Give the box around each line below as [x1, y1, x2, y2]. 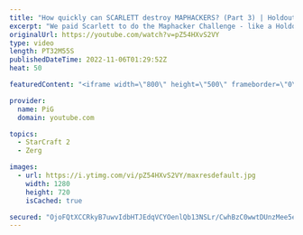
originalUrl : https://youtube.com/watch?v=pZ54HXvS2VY [9, 30, 220, 39]
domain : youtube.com [17, 113, 95, 122]
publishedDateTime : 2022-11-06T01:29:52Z [9, 55, 168, 64]
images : [9, 163, 39, 172]
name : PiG [17, 105, 54, 114]
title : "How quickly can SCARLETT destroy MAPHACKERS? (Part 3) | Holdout [9, 13, 297, 23]
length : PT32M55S [9, 47, 75, 56]
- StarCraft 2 [17, 137, 70, 147]
